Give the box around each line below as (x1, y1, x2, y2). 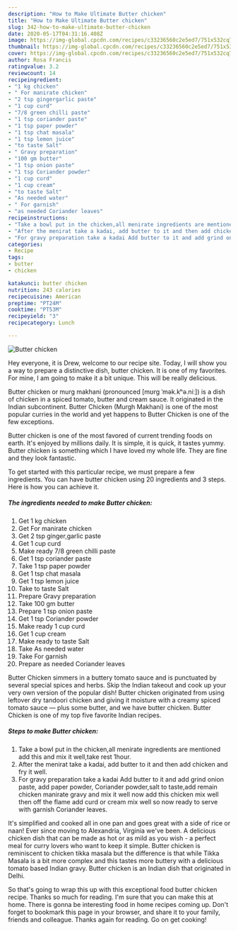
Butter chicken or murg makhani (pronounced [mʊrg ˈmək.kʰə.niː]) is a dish (8, 387, 225, 396)
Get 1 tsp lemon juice (18, 576, 80, 585)
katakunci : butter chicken (8, 280, 88, 287)
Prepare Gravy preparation (18, 592, 96, 600)
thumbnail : (8, 43, 40, 50)
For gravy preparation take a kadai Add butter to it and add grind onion (18, 775, 225, 783)
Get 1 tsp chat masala (18, 569, 81, 578)
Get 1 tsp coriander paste (18, 554, 92, 563)
